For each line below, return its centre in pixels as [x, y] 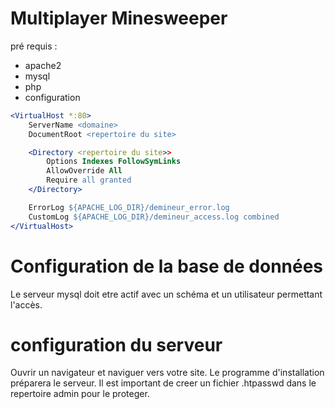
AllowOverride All [84, 171]
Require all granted [89, 180]
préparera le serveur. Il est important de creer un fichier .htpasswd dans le [163, 383]
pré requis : [34, 46]
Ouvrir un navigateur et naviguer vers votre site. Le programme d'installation [167, 373]
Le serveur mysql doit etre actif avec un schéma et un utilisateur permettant [166, 294]
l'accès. [26, 304]
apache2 [43, 65]
